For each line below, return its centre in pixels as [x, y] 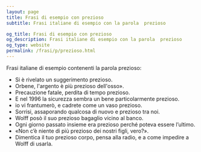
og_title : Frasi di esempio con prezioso [59, 34]
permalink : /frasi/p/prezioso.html [51, 51]
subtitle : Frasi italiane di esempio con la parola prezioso [86, 23]
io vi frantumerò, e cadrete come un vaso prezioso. [78, 105]
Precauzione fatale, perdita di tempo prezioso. [72, 92]
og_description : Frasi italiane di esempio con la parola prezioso [94, 40]
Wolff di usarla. [34, 144]
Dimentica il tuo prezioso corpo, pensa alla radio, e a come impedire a [102, 137]
